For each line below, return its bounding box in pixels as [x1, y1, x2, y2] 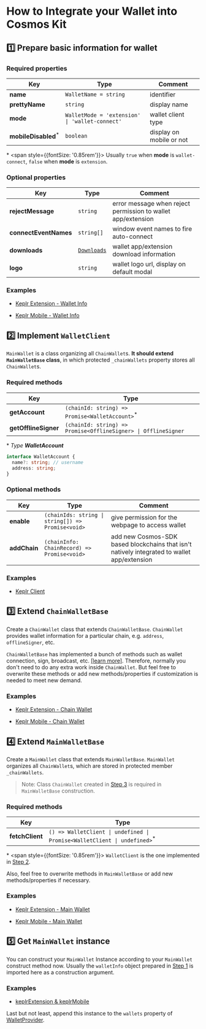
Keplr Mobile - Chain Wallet [15, 718, 85, 725]
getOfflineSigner [9, 424, 59, 432]
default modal [112, 268, 152, 276]
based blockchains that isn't [110, 540, 192, 548]
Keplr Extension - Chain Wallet [15, 706, 93, 713]
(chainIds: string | [44, 511, 104, 518]
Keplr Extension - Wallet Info [15, 300, 88, 308]
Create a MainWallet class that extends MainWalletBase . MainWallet [6, 755, 175, 763]
